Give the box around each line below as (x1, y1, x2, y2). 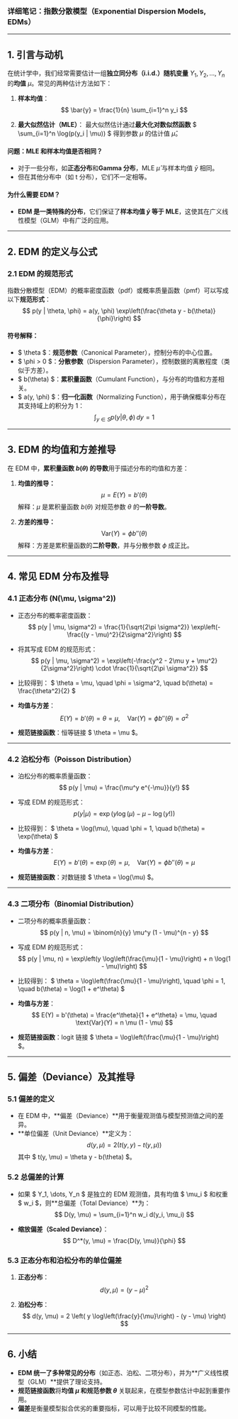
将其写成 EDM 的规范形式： (17, 644, 98, 653)
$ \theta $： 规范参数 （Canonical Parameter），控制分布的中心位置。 (17, 348, 216, 357)
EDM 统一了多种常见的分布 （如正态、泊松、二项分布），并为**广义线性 (17, 1368, 223, 1377)
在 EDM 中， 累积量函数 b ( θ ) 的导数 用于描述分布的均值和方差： (7, 463, 189, 473)
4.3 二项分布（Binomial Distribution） (7, 899, 138, 909)
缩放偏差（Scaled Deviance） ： (17, 1225, 109, 1233)
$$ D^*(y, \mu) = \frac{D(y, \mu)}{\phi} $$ (62, 1236, 186, 1244)
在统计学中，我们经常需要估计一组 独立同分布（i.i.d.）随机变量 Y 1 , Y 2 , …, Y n (7, 69, 225, 79)
